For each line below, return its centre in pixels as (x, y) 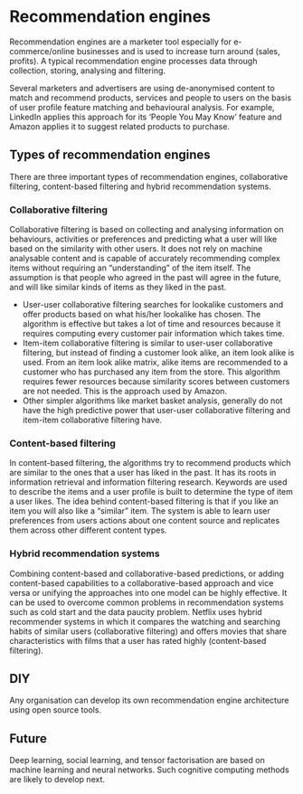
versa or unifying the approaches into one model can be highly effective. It (148, 592)
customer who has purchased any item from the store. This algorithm (151, 372)
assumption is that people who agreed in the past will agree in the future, (146, 278)
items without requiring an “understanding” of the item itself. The (130, 268)
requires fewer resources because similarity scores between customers (156, 382)
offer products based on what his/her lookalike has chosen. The (142, 315)
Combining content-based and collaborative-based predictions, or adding (147, 573)
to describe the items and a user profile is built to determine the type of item (151, 492)
